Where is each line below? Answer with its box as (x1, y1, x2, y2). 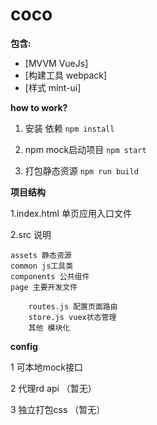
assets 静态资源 (10, 250, 72, 260)
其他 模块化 (28, 323, 71, 333)
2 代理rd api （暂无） (10, 382, 97, 394)
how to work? (10, 101, 68, 113)
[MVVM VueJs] (24, 57, 89, 69)
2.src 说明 (10, 228, 52, 240)
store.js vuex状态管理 (28, 312, 117, 322)
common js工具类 (10, 261, 74, 271)
